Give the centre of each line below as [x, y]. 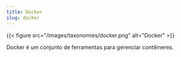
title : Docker [25, 12]
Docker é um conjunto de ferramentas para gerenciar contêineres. [90, 47]
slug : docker [23, 18]
